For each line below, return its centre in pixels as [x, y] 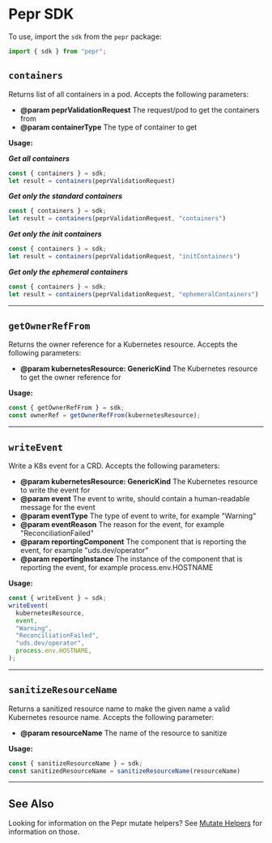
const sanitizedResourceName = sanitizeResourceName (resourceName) [125, 771]
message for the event [57, 507]
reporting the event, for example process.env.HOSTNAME [117, 567]
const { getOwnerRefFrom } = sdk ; [67, 408]
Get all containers [39, 158]
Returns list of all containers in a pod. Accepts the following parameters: [129, 94]
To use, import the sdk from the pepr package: [85, 36]
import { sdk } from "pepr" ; [57, 51]
